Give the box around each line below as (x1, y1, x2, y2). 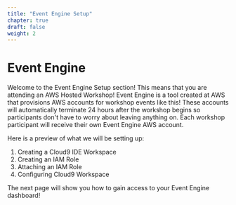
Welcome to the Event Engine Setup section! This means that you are (7, 84, 207, 92)
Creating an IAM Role (17, 155, 79, 164)
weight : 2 (7, 29, 37, 37)
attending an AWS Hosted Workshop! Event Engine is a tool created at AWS (7, 91, 225, 99)
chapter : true (7, 17, 49, 24)
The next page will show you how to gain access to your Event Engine (7, 184, 209, 192)
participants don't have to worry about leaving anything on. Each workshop (7, 113, 225, 121)
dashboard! (7, 191, 41, 200)
